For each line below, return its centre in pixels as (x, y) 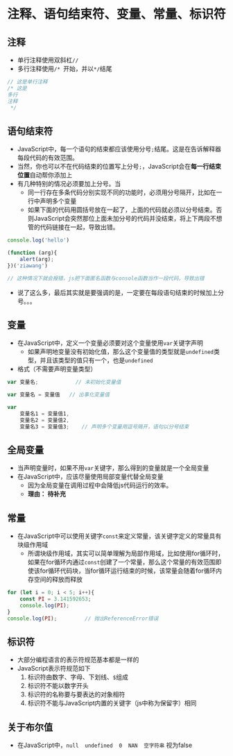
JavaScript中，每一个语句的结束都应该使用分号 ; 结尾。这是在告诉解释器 (119, 149)
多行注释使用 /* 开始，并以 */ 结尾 (64, 69)
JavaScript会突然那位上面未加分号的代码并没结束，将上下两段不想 (128, 219)
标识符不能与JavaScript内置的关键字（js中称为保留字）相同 (112, 703)
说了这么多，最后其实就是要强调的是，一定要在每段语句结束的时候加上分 (120, 292)
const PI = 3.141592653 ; (55, 599)
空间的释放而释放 (58, 580)
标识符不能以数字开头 (58, 686)
